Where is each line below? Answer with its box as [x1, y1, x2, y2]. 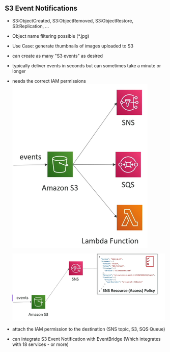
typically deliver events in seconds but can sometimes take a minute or [12, 62, 161, 68]
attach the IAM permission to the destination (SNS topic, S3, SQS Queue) [12, 326, 165, 332]
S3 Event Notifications [5, 4, 77, 13]
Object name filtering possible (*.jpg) [12, 33, 90, 39]
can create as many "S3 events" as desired [12, 53, 103, 59]
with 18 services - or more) [12, 341, 69, 347]
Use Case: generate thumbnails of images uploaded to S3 [12, 43, 133, 49]
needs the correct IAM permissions [12, 78, 86, 84]
